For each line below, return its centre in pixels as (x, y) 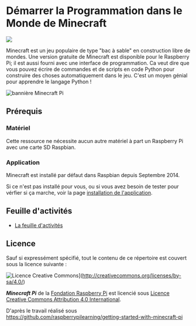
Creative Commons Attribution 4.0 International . (64, 299)
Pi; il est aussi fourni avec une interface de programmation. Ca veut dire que (98, 63)
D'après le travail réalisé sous (42, 310)
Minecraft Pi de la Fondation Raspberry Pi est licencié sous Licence (88, 293)
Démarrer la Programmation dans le (94, 11)
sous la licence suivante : (37, 264)
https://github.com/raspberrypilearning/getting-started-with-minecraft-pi (94, 317)
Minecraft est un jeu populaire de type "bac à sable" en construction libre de (98, 50)
